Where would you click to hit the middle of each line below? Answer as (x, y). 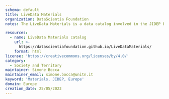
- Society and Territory (36, 65)
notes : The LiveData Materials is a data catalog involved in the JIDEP (83, 24)
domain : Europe (21, 84)
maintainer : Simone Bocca (32, 70)
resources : (17, 33)
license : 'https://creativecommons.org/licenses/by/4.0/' (67, 56)
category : (16, 60)
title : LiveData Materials (33, 14)
